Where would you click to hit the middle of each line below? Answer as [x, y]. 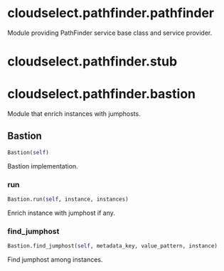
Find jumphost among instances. [55, 260]
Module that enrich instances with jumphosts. [74, 114]
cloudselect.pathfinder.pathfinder [111, 13]
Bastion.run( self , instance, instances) [68, 200]
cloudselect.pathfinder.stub [92, 62]
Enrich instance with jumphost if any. [62, 213]
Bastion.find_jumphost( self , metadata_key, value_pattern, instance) [113, 246]
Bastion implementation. [43, 166]
